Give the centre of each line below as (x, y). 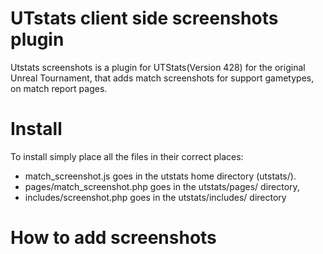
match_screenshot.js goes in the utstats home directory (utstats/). (160, 176)
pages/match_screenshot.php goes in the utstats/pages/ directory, (162, 186)
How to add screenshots (113, 238)
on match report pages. (59, 88)
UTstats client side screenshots (144, 18)
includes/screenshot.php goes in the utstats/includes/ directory (155, 197)
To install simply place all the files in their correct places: (127, 156)
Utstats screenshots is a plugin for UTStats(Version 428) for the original (158, 67)
